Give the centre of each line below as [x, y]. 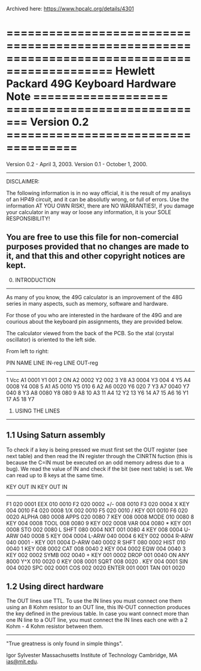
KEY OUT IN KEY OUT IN [37, 487]
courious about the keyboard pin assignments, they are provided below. [95, 321]
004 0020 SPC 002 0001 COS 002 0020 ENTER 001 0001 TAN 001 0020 [96, 568]
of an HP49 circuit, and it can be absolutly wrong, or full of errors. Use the [98, 199]
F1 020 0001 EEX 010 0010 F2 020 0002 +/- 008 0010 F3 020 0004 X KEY [98, 504]
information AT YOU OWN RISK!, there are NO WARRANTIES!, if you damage [100, 206]
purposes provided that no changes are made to [98, 247]
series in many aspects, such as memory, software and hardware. [87, 303]
